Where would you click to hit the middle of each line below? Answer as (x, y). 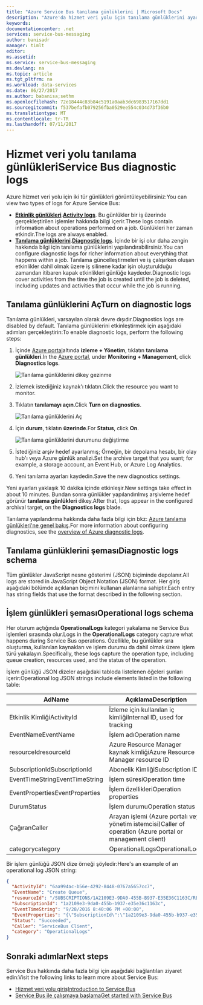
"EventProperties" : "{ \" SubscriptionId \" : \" (69, 915)
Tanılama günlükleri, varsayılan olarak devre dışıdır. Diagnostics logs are (95, 319)
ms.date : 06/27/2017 (32, 91)
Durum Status (28, 807)
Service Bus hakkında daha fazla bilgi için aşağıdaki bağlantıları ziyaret (94, 971)
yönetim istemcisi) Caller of (147, 823)
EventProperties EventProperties (55, 793)
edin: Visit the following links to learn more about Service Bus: (82, 977)
